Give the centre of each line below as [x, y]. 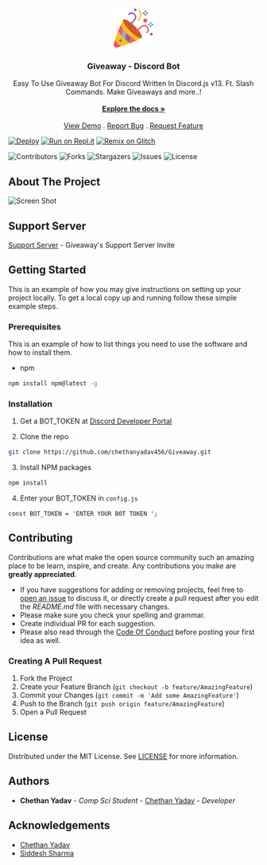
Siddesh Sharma [46, 853]
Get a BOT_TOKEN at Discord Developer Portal [96, 421]
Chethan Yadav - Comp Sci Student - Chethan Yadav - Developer [128, 801]
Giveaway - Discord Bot [133, 66]
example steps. [33, 306]
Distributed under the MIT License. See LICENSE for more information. [124, 756]
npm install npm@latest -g [53, 384]
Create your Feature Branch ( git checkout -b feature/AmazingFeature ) [136, 687]
